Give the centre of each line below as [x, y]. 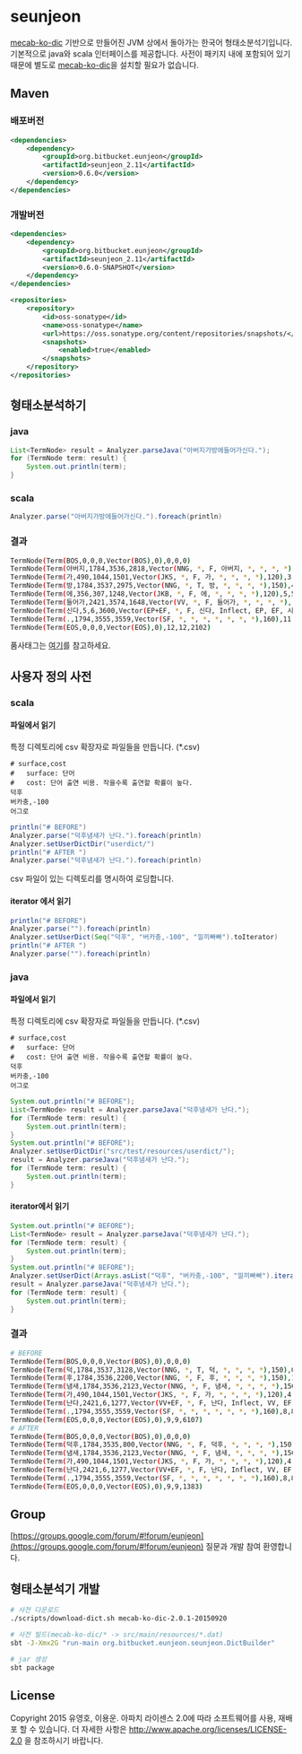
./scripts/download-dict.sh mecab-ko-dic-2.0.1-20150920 [119, 1619]
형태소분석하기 [48, 406]
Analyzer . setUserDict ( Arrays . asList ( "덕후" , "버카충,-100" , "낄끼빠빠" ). [142, 1276]
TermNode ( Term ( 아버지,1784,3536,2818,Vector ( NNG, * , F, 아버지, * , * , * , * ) [151, 569]
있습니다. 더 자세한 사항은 [82, 1730]
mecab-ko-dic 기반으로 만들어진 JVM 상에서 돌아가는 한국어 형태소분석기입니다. [151, 42]
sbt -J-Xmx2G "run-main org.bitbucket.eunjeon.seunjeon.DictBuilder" [143, 1643]
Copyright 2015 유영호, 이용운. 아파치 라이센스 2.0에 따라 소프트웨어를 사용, [143, 1718]
